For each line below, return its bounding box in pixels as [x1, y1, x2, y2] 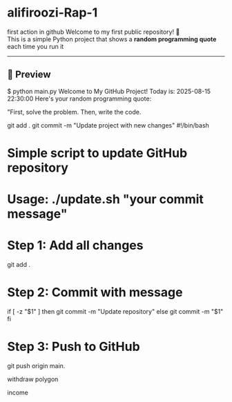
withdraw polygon [7, 374, 59, 383]
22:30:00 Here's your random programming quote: [7, 94, 152, 103]
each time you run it [7, 42, 64, 50]
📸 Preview [7, 69, 51, 81]
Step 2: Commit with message [7, 285, 183, 301]
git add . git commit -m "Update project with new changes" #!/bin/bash [7, 121, 209, 129]
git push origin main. [7, 361, 66, 370]
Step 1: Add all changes [7, 238, 144, 253]
